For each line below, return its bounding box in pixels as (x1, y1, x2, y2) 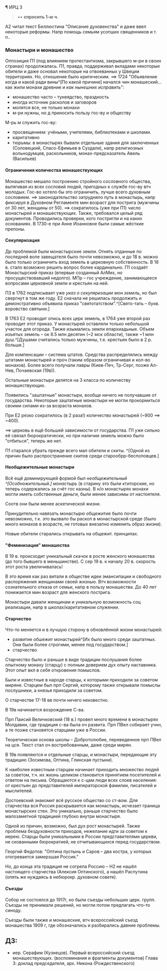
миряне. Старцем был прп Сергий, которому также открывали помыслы (5, 682, 161, 688)
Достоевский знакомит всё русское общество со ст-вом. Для (5, 798, 138, 804)
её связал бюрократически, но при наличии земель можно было (5, 432, 145, 438)
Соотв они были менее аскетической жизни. (5, 500, 101, 506)
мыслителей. (5, 788, 33, 794)
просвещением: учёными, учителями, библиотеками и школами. (12, 129, 152, 135)
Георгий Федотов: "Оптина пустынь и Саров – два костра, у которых (5, 848, 152, 854)
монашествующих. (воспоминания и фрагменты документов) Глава (12, 955, 158, 961)
